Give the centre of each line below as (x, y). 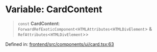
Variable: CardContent (54, 9)
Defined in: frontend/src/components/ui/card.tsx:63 (60, 44)
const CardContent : (39, 23)
